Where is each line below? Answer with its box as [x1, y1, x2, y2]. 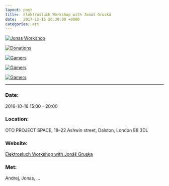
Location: [5, 115, 29, 122]
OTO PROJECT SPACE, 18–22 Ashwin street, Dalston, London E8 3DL [5, 127, 148, 133]
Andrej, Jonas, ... [5, 175, 41, 181]
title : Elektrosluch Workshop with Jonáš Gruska [5, 12, 112, 17]
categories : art [5, 21, 39, 27]
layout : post [5, 7, 33, 13]
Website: [5, 140, 28, 147]
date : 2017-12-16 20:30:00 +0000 [5, 17, 80, 22]
